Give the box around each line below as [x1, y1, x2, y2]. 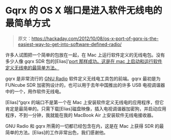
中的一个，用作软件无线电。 [5, 88, 64, 94]
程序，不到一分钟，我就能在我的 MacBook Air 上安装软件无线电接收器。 [5, 112, 156, 118]
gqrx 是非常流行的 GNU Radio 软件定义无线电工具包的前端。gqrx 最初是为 [5, 75, 161, 82]
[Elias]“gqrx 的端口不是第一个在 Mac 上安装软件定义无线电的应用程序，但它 [5, 99, 164, 105]
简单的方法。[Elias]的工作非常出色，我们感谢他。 [5, 129, 109, 135]
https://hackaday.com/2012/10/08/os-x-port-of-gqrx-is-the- [31, 35, 159, 42]
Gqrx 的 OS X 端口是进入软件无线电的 [5, 5, 162, 16]
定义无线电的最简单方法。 [5, 65, 59, 71]
